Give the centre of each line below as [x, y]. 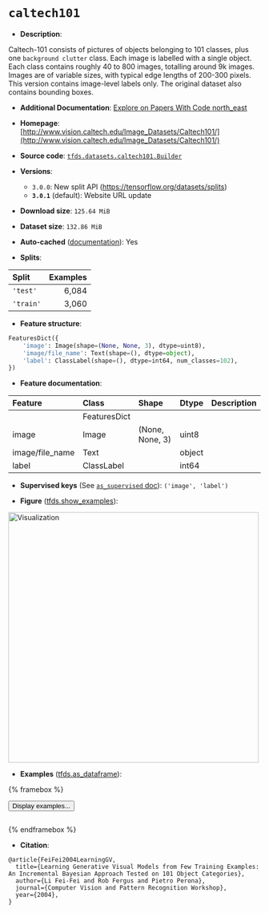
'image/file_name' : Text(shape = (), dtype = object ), [109, 353]
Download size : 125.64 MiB [65, 211]
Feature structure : [51, 323]
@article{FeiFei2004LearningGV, [62, 860]
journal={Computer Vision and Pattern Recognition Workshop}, [121, 888]
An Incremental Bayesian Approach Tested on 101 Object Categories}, [127, 874]
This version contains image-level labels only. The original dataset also [125, 83]
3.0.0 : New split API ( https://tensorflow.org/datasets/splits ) [129, 187]
